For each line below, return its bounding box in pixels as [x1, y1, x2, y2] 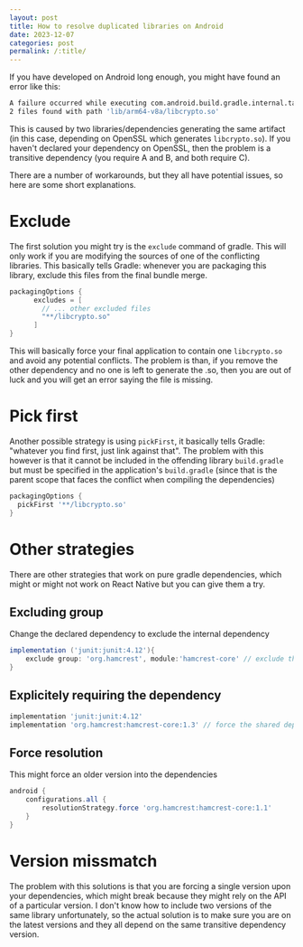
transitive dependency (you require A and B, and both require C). [9, 152, 251, 163]
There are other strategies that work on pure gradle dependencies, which [9, 568, 282, 579]
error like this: [9, 81, 61, 92]
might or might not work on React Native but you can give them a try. [9, 578, 266, 589]
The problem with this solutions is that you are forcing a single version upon [9, 880, 291, 891]
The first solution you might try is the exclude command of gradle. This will [9, 240, 287, 251]
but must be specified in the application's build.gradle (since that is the [9, 464, 278, 475]
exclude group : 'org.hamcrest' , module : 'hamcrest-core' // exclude [25, 654, 284, 664]
